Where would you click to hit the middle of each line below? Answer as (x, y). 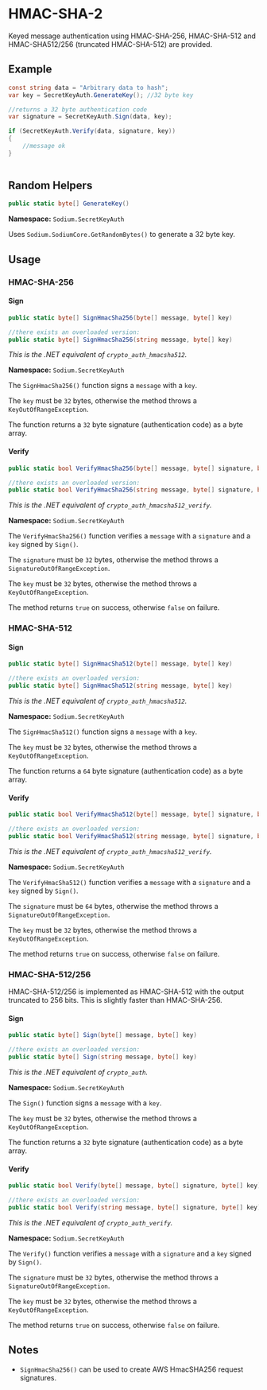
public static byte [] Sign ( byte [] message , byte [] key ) (103, 1035)
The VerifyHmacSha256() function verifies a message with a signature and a (130, 536)
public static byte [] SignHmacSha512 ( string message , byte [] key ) (120, 686)
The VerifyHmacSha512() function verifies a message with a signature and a (130, 882)
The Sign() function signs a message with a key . (85, 1103)
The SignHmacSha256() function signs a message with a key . (103, 386)
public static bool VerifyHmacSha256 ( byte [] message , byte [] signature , (131, 468)
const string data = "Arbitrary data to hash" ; (89, 87)
